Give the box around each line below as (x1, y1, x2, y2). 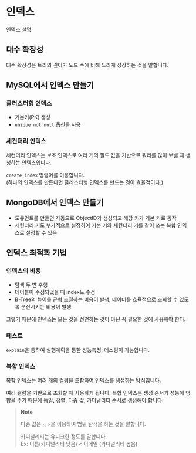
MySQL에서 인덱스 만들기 (6, 80, 94, 90)
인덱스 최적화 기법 (6, 248, 67, 258)
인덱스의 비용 (6, 266, 41, 275)
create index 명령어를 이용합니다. (6, 171, 85, 178)
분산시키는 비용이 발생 (21, 303, 72, 310)
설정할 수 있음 (25, 229, 58, 236)
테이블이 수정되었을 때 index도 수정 (14, 289, 96, 296)
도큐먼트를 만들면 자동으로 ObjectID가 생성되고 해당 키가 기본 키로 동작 (14, 214, 177, 221)
